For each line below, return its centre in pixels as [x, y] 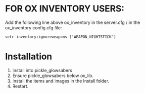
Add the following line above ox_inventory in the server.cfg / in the [72, 22]
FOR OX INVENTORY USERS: [65, 9]
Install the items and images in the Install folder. [61, 81]
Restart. [20, 86]
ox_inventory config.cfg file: [34, 27]
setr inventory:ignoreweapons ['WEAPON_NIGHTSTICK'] [61, 37]
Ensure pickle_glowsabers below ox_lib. [53, 76]
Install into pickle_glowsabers [42, 70]
